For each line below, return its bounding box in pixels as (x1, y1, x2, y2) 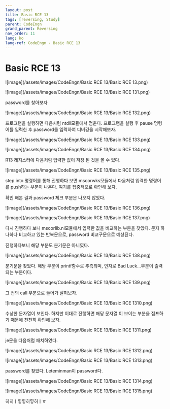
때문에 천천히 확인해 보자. (10, 317, 61, 323)
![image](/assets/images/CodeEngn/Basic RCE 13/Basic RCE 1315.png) (5, 388, 153, 394)
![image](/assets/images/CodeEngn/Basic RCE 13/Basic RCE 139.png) (5, 279, 151, 285)
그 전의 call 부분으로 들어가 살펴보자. (5, 290, 78, 296)
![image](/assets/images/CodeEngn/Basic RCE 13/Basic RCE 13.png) (5, 79, 148, 85)
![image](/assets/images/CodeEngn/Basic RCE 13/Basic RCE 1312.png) (5, 347, 153, 353)
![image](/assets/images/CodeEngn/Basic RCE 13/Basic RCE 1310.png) (5, 300, 153, 306)
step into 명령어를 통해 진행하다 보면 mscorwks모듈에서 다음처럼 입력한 (5, 177, 148, 183)
